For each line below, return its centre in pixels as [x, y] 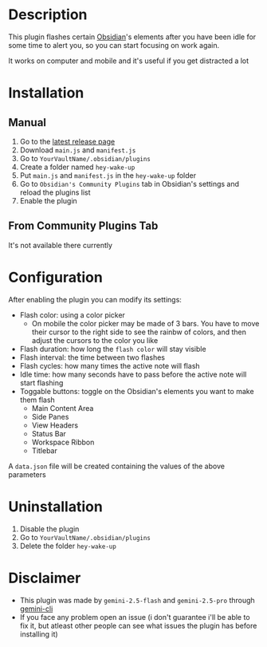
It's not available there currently [61, 245]
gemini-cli [36, 609]
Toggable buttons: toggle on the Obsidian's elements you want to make [137, 391]
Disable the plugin [49, 529]
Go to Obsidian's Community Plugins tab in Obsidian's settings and [130, 183]
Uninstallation [56, 506]
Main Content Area [63, 408]
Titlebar [44, 450]
